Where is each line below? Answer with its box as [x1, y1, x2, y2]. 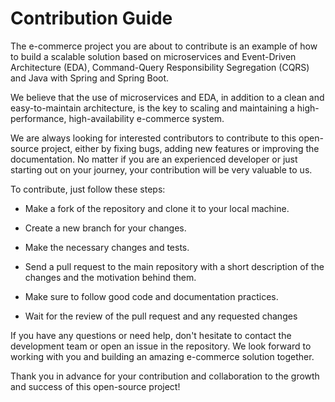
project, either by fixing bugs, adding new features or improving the [41, 142, 320, 154]
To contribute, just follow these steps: [10, 183, 166, 195]
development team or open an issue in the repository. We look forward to [10, 340, 312, 352]
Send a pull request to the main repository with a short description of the [24, 260, 325, 272]
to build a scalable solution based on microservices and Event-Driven [10, 50, 297, 62]
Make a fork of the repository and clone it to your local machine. [24, 202, 290, 214]
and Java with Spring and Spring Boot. [10, 72, 170, 84]
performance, [10, 112, 67, 124]
